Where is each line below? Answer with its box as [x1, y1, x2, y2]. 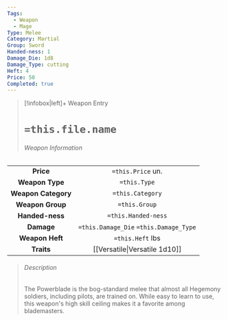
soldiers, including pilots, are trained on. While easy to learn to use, [23, 292, 215, 300]
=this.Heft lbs [113, 233, 161, 242]
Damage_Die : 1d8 [7, 55, 54, 62]
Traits [31, 244, 52, 254]
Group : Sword [7, 42, 45, 49]
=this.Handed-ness [107, 212, 168, 220]
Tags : [7, 10, 23, 17]
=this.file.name [23, 123, 117, 136]
